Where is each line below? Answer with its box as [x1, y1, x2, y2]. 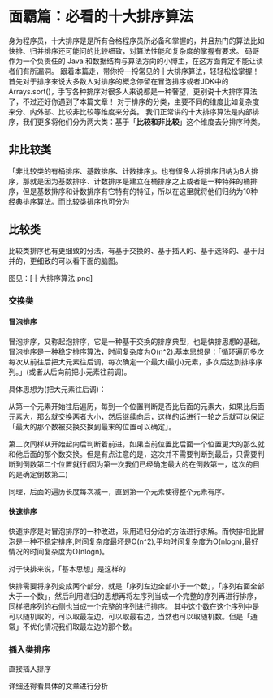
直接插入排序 [8, 664, 51, 674]
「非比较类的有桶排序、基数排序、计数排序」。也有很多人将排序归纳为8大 [8, 166, 252, 175]
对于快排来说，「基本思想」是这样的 [8, 563, 126, 573]
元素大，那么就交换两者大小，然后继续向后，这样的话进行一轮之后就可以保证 [8, 411, 265, 421]
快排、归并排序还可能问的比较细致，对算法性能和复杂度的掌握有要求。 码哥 [8, 45, 260, 55]
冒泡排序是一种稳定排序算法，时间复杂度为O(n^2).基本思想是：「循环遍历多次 [8, 347, 265, 356]
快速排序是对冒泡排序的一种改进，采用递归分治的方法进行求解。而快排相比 [8, 526, 258, 536]
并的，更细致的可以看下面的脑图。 [8, 256, 123, 265]
